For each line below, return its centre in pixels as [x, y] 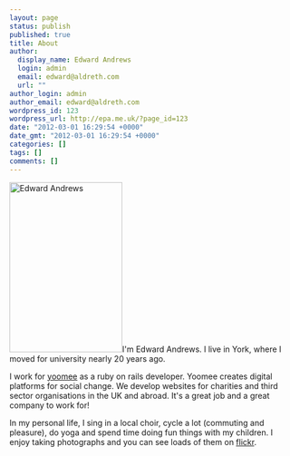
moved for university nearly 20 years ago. [87, 358]
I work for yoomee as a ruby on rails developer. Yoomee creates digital [141, 376]
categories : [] [38, 144]
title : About [34, 43]
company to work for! [50, 405]
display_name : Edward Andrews [74, 60]
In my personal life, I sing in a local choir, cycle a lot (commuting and [137, 422]
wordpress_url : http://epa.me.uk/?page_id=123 [99, 119]
